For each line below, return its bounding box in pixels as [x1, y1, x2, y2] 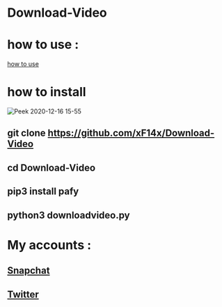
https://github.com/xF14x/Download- [47, 127, 215, 139]
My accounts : [7, 237, 92, 253]
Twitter [7, 288, 40, 300]
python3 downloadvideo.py [7, 209, 130, 221]
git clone [7, 127, 47, 139]
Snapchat [7, 265, 50, 276]
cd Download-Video [7, 162, 96, 173]
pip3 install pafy [7, 186, 79, 198]
